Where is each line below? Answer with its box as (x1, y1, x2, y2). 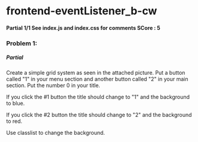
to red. (6, 118, 23, 125)
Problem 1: (6, 39, 38, 47)
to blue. (6, 100, 25, 107)
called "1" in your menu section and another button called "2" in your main (6, 75, 188, 82)
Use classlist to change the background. (6, 129, 106, 136)
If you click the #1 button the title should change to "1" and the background (6, 93, 190, 100)
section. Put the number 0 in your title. (6, 82, 100, 89)
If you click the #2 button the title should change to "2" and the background (6, 111, 192, 118)
